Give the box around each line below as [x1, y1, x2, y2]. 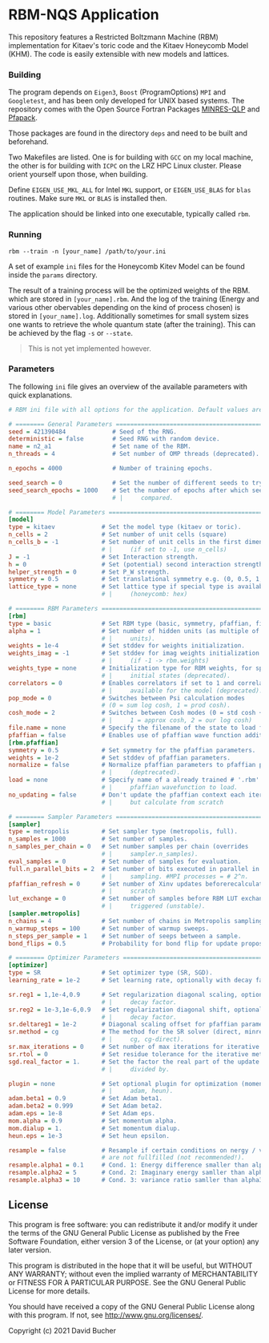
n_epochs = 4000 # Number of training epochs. [8, 465, 214, 473]
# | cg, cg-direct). [101, 1035, 184, 1043]
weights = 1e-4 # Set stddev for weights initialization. [8, 642, 246, 650]
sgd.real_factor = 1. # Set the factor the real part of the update [8, 1058, 260, 1066]
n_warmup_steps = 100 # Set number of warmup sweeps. [8, 924, 210, 933]
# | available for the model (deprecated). [101, 687, 263, 695]
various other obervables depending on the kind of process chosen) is [8, 302, 241, 312]
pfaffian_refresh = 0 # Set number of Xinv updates [8, 880, 203, 888]
